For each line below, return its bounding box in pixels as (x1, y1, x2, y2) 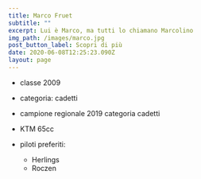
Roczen (31, 163, 57, 173)
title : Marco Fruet (8, 11, 73, 20)
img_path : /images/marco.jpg (8, 33, 105, 42)
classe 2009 (19, 77, 61, 88)
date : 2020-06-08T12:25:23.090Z (8, 49, 115, 56)
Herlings (31, 154, 60, 164)
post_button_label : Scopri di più (8, 41, 123, 49)
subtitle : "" (8, 19, 52, 27)
